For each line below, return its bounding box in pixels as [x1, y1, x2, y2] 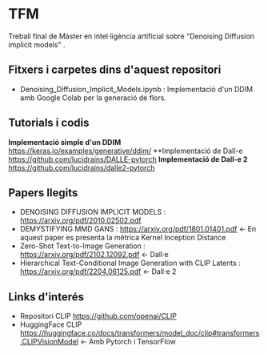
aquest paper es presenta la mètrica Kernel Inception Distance [19, 233, 226, 243]
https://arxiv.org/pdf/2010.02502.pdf [19, 215, 142, 225]
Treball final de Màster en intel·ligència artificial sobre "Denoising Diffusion [8, 31, 254, 41]
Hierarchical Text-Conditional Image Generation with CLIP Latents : [19, 258, 242, 268]
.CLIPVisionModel [19, 337, 78, 347]
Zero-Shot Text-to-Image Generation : [19, 241, 146, 251]
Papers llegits [8, 186, 78, 199]
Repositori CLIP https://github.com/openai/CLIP [19, 312, 178, 321]
